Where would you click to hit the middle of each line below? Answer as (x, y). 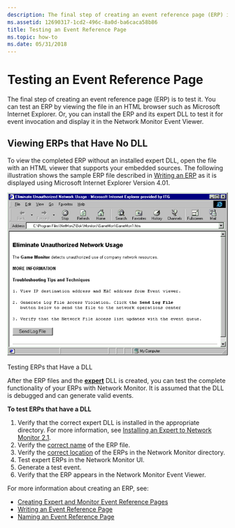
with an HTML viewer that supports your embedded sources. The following (115, 167)
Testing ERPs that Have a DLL (50, 367)
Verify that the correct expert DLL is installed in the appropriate (108, 423)
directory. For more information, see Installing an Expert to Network (114, 430)
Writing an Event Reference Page (65, 509)
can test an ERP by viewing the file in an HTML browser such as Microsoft (114, 107)
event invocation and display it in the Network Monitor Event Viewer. (106, 122)
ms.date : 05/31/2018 (37, 44)
